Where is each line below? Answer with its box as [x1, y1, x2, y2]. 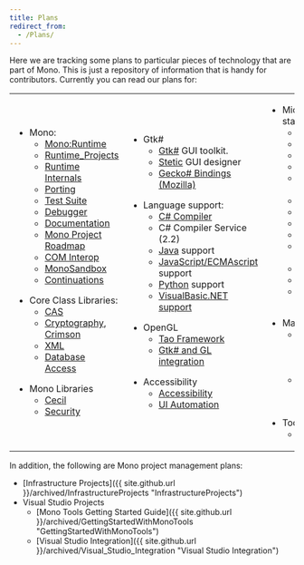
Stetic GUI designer [157, 156, 242, 169]
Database [44, 351, 86, 364]
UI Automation [157, 398, 220, 411]
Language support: [143, 199, 224, 211]
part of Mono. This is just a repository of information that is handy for [9, 64, 267, 75]
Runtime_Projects [44, 149, 119, 161]
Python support [157, 278, 224, 291]
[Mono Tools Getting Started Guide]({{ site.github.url [35, 507, 233, 518]
